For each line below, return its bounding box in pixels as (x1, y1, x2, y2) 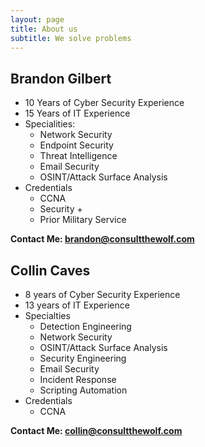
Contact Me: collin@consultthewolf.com (10, 425, 183, 436)
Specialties (24, 310, 71, 321)
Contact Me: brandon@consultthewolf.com (10, 233, 195, 245)
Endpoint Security (39, 139, 114, 151)
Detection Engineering (39, 321, 132, 332)
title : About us (10, 24, 78, 34)
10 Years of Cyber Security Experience (24, 97, 185, 109)
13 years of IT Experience (24, 299, 130, 311)
